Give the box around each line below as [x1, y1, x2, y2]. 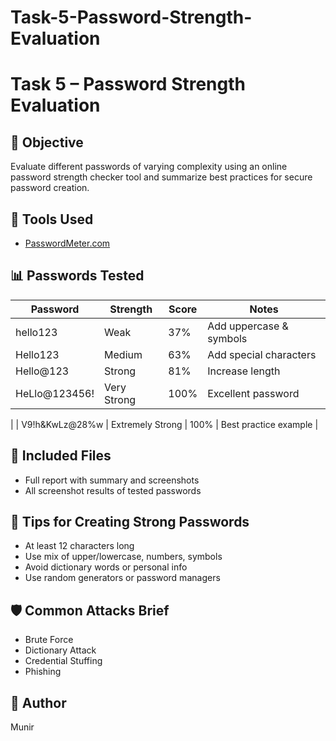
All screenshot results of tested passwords [24, 484, 202, 496]
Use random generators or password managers [24, 572, 221, 584]
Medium [104, 347, 143, 361]
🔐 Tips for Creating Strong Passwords [10, 514, 250, 531]
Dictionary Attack [24, 644, 97, 656]
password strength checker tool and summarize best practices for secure [10, 171, 313, 183]
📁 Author [10, 694, 67, 711]
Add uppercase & [207, 319, 289, 333]
